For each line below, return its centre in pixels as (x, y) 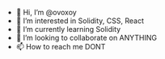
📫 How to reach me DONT (61, 47)
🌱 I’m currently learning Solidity (68, 29)
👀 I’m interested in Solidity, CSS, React (80, 21)
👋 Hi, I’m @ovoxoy (46, 12)
